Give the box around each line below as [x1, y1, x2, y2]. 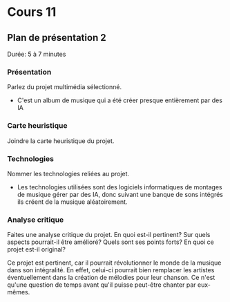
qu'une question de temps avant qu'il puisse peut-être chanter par [7, 281, 196, 289]
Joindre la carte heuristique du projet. [7, 136, 115, 145]
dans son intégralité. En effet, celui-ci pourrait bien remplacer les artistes [7, 266, 215, 274]
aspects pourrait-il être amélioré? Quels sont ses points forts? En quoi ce [7, 238, 214, 246]
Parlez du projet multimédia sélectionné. [7, 83, 122, 91]
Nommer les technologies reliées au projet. [7, 169, 130, 178]
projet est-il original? [7, 245, 66, 254]
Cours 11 [7, 4, 57, 20]
